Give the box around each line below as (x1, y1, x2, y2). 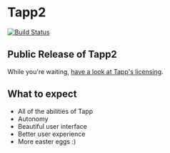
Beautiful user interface (17, 122, 87, 130)
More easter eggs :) (17, 137, 76, 146)
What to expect (7, 88, 77, 100)
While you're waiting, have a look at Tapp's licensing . (7, 67, 164, 75)
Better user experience (17, 130, 86, 138)
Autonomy (17, 115, 49, 123)
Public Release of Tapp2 (7, 48, 118, 60)
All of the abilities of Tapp (17, 107, 94, 115)
